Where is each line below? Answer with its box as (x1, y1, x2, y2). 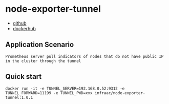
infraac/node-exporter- (94, 90, 145, 95)
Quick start (5, 72, 42, 81)
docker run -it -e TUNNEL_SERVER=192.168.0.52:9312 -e (5, 86, 125, 91)
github (12, 20, 27, 26)
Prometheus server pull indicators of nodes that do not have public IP (5, 54, 164, 59)
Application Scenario (5, 40, 74, 49)
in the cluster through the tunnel (5, 58, 81, 64)
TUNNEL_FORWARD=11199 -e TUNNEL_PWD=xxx (5, 90, 93, 95)
